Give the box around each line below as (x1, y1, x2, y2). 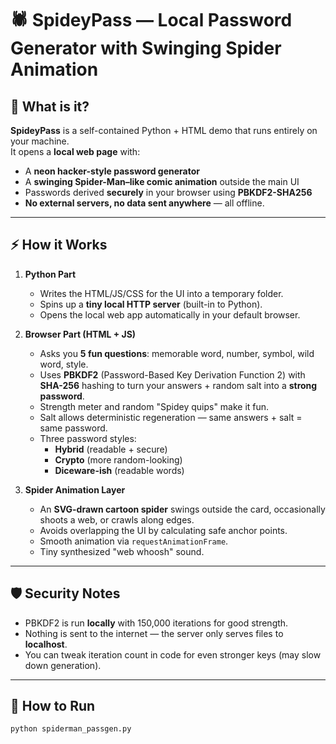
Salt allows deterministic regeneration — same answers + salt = (39, 411, 303, 423)
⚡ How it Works (10, 237, 108, 254)
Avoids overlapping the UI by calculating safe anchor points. (39, 524, 288, 536)
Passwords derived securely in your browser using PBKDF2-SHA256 (24, 187, 313, 198)
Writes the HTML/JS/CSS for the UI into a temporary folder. (39, 287, 284, 299)
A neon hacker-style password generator (24, 165, 200, 177)
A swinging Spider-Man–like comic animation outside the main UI (24, 176, 300, 187)
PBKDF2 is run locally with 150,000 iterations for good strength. (24, 617, 289, 629)
